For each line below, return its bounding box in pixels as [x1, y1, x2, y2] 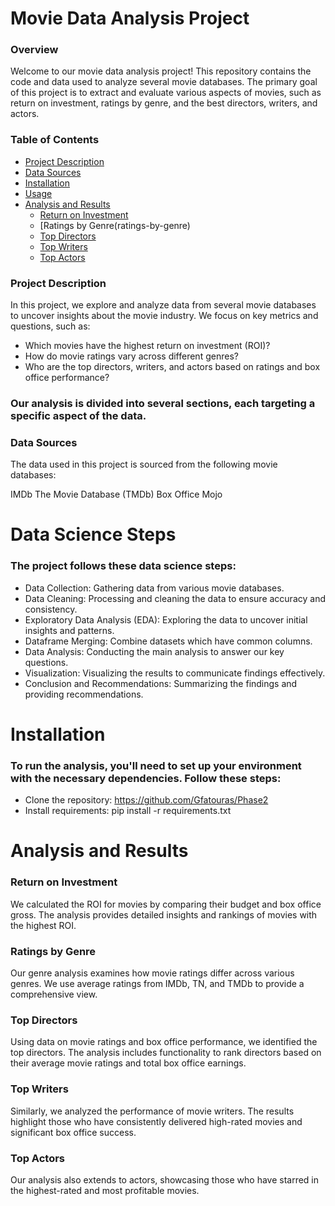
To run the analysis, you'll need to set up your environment [10, 758, 302, 772]
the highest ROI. [10, 919, 77, 931]
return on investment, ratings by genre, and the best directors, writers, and [10, 97, 318, 109]
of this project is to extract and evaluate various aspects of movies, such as [10, 87, 322, 99]
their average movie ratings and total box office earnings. [10, 1057, 247, 1069]
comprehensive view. [10, 988, 98, 1001]
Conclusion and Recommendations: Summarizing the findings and [24, 677, 298, 689]
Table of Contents [10, 133, 100, 147]
